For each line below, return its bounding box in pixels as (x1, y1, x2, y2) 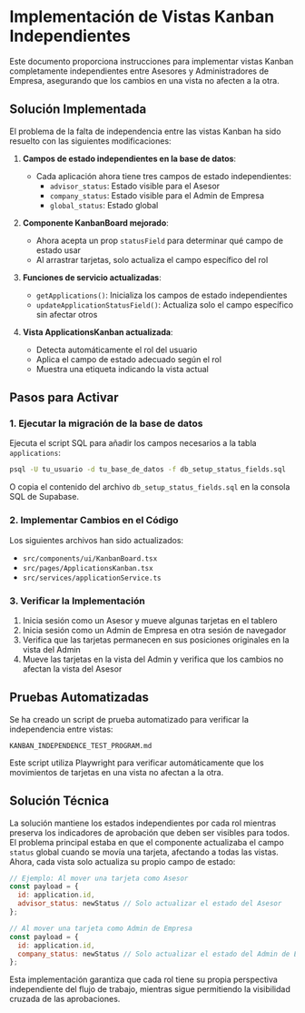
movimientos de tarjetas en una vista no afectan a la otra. (9, 766, 224, 777)
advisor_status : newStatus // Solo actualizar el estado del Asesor (17, 899, 282, 908)
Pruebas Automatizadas (9, 690, 150, 705)
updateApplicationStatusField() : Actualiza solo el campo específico (35, 299, 293, 310)
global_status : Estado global (49, 199, 159, 210)
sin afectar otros (35, 309, 98, 319)
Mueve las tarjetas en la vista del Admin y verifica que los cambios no (22, 653, 284, 664)
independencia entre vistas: (9, 724, 113, 734)
